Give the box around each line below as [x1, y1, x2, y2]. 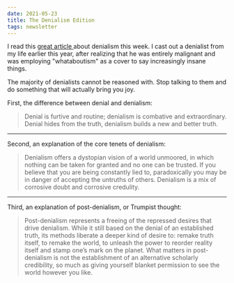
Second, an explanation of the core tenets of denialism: [7, 140, 166, 148]
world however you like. [24, 268, 93, 277]
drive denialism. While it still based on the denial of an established [24, 224, 214, 232]
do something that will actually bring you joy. [7, 85, 136, 94]
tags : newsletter [7, 23, 58, 30]
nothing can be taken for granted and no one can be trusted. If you [24, 161, 216, 169]
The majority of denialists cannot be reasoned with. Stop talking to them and [7, 78, 227, 86]
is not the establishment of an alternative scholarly [53, 254, 198, 262]
